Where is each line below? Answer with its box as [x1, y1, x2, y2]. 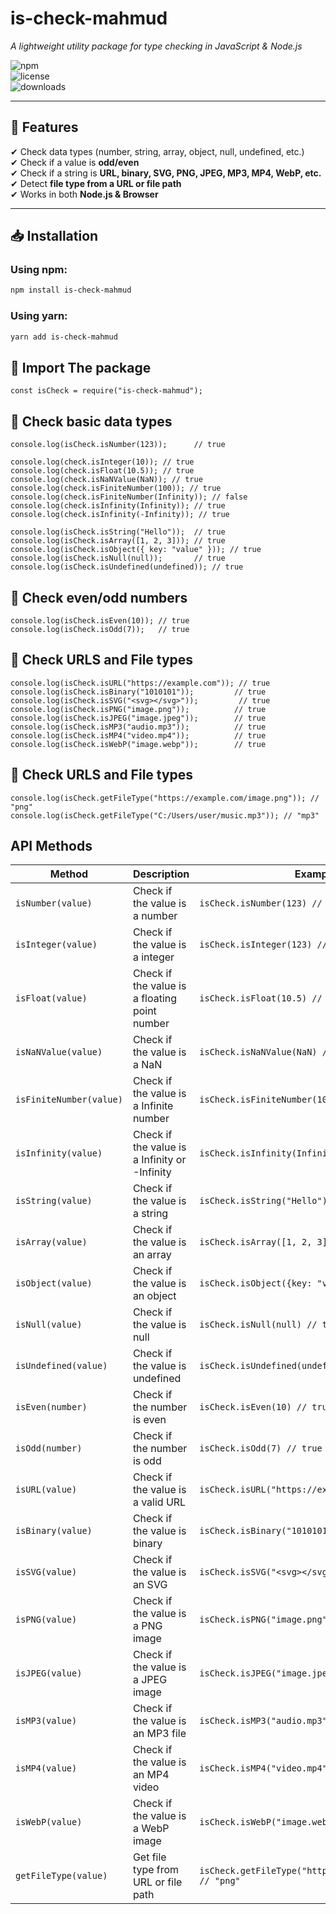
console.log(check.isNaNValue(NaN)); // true [10, 475, 203, 485]
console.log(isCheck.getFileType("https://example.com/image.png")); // [10, 793, 320, 803]
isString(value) [15, 1195, 93, 1207]
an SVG [132, 1578, 168, 1592]
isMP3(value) [15, 1715, 78, 1727]
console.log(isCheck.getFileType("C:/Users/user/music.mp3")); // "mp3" [10, 810, 320, 821]
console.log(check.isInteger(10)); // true [10, 457, 195, 467]
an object [132, 1289, 177, 1303]
